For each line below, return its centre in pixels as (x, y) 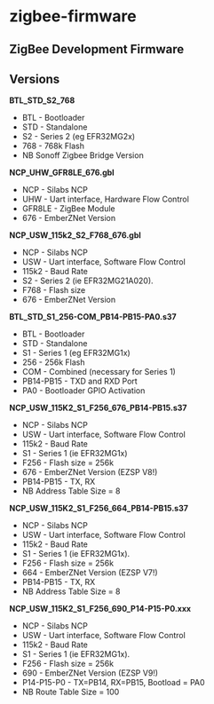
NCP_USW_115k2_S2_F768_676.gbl (75, 235)
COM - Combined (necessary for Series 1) (99, 372)
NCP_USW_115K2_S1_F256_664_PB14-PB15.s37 (99, 509)
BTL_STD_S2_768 (42, 100)
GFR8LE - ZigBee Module (68, 209)
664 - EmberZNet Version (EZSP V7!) (90, 573)
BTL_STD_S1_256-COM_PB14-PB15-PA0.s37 (93, 317)
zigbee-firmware (73, 16)
